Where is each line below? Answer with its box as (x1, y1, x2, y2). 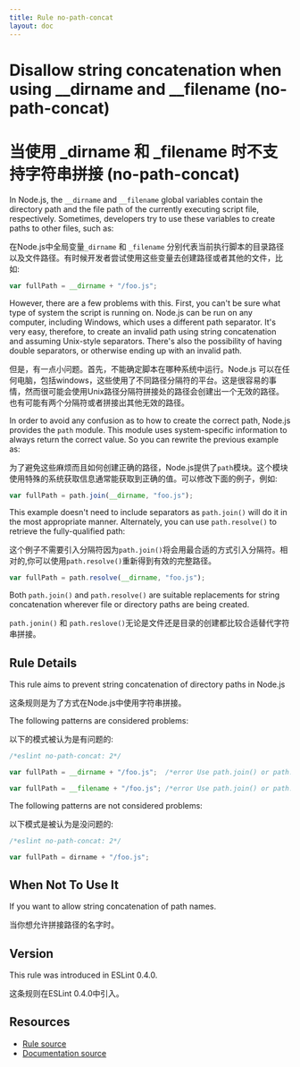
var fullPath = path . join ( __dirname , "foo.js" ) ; (9, 491, 194, 500)
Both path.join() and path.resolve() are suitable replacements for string (9, 589, 280, 600)
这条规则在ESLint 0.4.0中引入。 (9, 988, 125, 999)
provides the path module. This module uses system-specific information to (9, 424, 287, 435)
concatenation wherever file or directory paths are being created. (9, 599, 250, 610)
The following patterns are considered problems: (9, 716, 189, 726)
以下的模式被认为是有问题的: (9, 734, 114, 745)
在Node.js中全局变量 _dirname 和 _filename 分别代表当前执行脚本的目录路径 (9, 241, 285, 251)
